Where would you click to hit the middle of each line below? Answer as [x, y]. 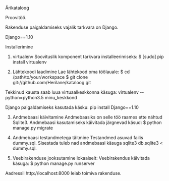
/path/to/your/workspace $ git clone [50, 77]
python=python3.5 [24, 98]
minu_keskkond [61, 98]
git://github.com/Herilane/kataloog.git [52, 82]
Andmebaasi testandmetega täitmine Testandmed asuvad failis [78, 138]
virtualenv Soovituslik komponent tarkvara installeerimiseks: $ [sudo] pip [88, 56]
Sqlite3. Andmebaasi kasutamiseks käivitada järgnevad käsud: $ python [87, 123]
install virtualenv [30, 62]
